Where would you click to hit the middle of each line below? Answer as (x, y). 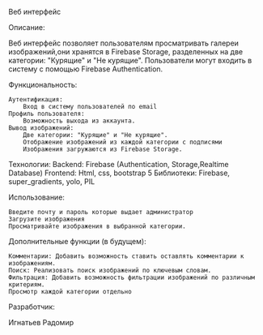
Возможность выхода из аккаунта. (79, 121)
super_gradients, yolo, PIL (52, 181)
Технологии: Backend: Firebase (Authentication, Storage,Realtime (119, 164)
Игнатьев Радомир (41, 322)
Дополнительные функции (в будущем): (78, 241)
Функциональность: (43, 85)
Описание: (27, 27)
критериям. (27, 285)
